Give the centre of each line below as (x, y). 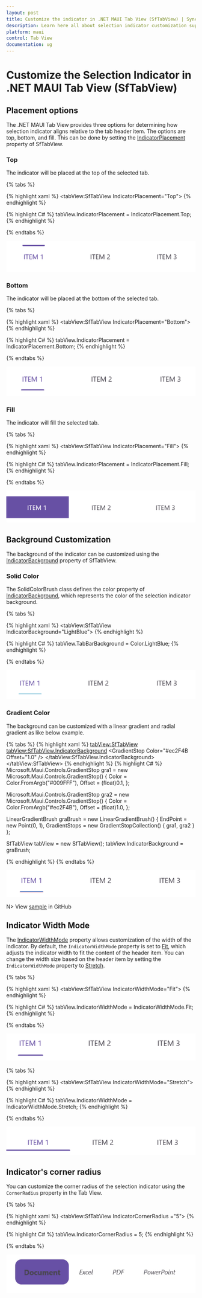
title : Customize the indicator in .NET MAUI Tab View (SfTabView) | (95, 19)
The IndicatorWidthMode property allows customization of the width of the (99, 940)
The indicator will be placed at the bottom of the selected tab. (83, 298)
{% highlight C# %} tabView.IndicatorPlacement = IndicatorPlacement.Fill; (98, 464)
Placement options (42, 110)
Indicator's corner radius (54, 1172)
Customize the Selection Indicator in (99, 75)
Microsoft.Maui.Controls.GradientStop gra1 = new (67, 769)
